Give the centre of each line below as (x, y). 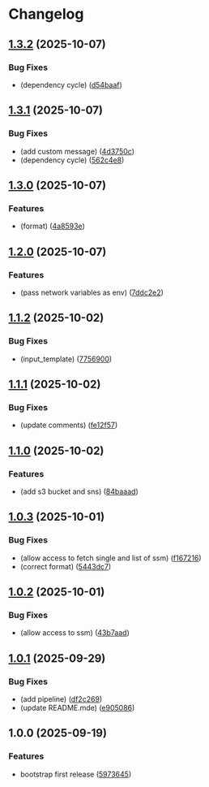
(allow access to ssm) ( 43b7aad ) (75, 633)
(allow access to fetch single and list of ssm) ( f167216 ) (111, 558)
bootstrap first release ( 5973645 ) (76, 774)
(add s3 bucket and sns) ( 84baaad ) (79, 491)
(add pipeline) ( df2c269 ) (61, 699)
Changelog (46, 14)
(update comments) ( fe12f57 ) (69, 425)
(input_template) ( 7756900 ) (66, 359)
